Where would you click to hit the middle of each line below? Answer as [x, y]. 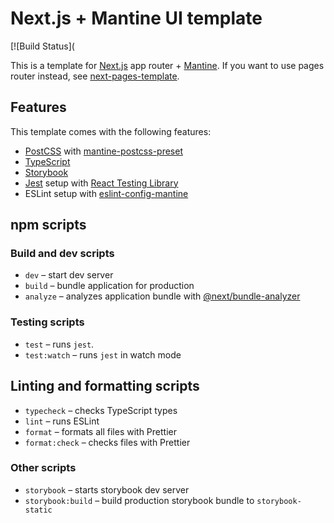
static [38, 510]
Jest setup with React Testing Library [101, 183]
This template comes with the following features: [111, 131]
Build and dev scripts [62, 254]
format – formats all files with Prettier [100, 431]
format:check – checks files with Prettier [107, 442]
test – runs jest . [59, 344]
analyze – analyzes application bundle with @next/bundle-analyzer [162, 296]
